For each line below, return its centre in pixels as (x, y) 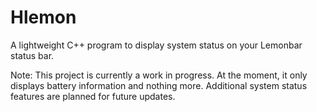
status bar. (32, 55)
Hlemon (43, 17)
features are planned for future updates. (93, 96)
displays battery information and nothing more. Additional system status (159, 85)
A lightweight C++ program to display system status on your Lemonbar (156, 45)
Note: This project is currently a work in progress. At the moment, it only (159, 75)
